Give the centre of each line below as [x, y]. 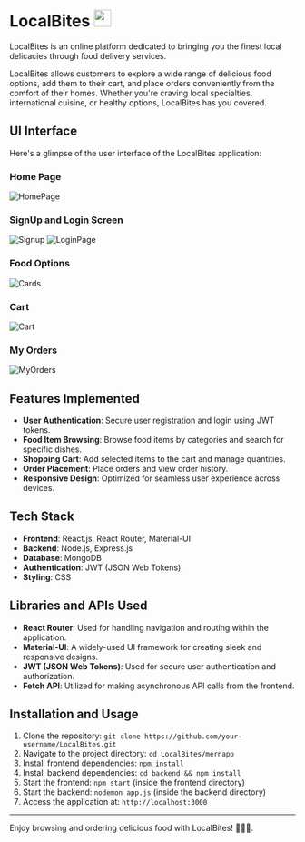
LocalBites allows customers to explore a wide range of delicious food [140, 74]
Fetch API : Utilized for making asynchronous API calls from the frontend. [158, 686]
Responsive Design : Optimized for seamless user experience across [151, 478]
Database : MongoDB [62, 557]
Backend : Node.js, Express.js [78, 548]
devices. [39, 488]
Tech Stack [42, 517]
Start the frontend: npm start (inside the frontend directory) [133, 783]
